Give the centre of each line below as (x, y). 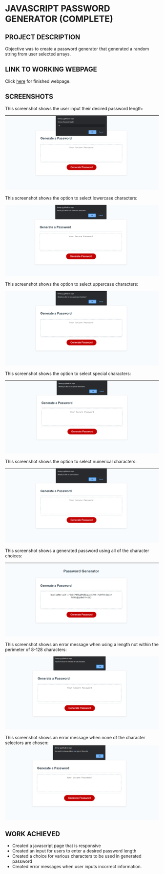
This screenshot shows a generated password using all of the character (77, 550)
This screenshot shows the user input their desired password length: (74, 108)
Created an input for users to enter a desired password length (74, 851)
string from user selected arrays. (38, 54)
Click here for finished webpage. (38, 81)
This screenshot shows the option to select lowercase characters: (71, 198)
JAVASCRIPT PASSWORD (58, 9)
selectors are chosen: (27, 743)
